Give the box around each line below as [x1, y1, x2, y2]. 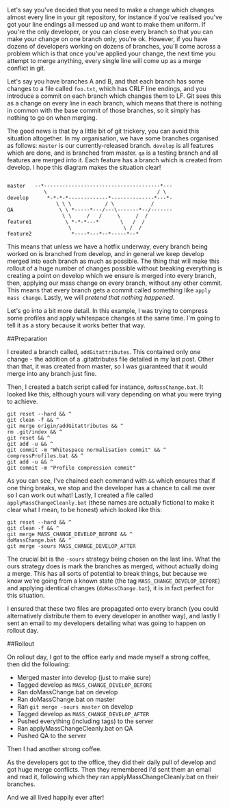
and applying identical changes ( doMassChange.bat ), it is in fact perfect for [7, 584, 214, 592]
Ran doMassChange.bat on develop [16, 688, 118, 696]
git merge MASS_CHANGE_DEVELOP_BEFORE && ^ [7, 531, 133, 538]
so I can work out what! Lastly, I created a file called [7, 491, 154, 499]
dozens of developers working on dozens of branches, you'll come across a [7, 42, 221, 50]
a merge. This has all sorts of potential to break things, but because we [7, 570, 207, 577]
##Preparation [7, 335, 48, 342]
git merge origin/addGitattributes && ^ [7, 422, 124, 429]
